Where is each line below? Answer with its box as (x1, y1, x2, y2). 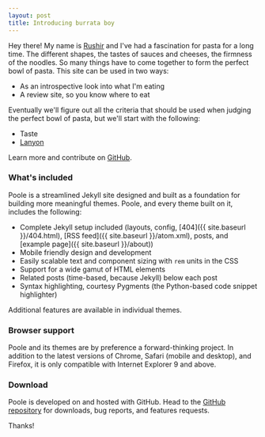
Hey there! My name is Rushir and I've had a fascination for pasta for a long (8, 40, 255, 50)
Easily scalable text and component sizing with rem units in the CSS (19, 256, 239, 265)
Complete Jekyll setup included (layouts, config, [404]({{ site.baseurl (19, 222, 247, 232)
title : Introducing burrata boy (8, 19, 115, 27)
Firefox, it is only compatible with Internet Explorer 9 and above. (8, 359, 217, 369)
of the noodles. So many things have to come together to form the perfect (8, 57, 249, 67)
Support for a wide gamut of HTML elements (19, 264, 166, 274)
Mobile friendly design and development (19, 247, 152, 257)
